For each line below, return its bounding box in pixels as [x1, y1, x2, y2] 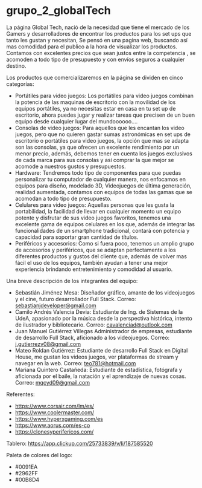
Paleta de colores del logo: [6, 451, 73, 458]
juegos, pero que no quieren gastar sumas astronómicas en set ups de [14, 131, 191, 138]
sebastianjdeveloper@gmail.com [14, 302, 96, 309]
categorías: [6, 80, 34, 88]
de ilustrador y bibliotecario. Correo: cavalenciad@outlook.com [14, 321, 173, 328]
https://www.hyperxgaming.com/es [14, 415, 104, 422]
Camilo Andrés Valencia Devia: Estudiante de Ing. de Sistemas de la [14, 308, 183, 315]
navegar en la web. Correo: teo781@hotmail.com [14, 359, 136, 366]
